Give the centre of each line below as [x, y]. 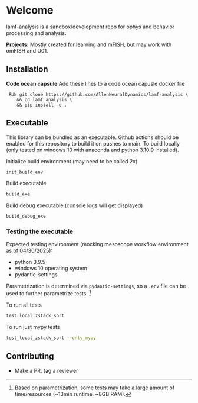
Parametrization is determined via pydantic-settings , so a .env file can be [96, 286]
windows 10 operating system [51, 268]
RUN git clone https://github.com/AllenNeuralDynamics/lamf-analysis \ [98, 94]
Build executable [26, 183]
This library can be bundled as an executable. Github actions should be [93, 137]
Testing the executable [40, 231]
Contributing [30, 357]
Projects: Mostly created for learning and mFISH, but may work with [89, 44]
